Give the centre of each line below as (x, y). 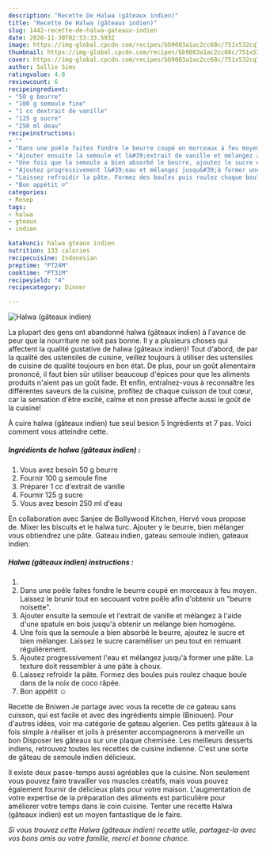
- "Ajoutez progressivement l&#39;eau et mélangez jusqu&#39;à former (127, 170)
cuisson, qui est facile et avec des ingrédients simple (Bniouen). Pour (121, 715)
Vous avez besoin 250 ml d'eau (71, 503)
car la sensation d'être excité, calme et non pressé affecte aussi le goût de (129, 400)
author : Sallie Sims (42, 67)
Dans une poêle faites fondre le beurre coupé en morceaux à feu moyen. (138, 591)
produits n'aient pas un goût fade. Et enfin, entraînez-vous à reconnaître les (131, 383)
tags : (17, 207)
